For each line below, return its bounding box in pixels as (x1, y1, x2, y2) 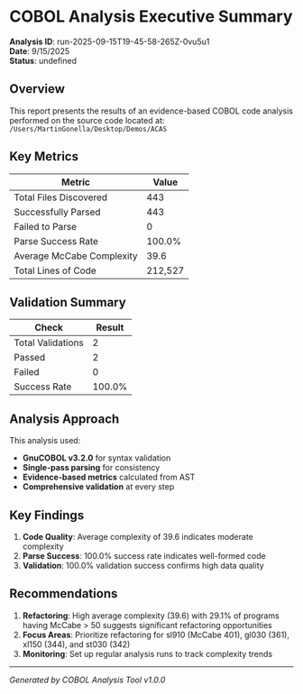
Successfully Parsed (14, 205, 101, 218)
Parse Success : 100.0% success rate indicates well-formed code (22, 551, 266, 561)
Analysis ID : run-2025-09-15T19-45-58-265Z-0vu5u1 (9, 36, 210, 47)
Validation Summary (9, 295, 126, 310)
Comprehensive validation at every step (22, 481, 175, 492)
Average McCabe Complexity (14, 250, 138, 262)
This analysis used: (9, 435, 81, 446)
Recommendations (9, 586, 118, 601)
